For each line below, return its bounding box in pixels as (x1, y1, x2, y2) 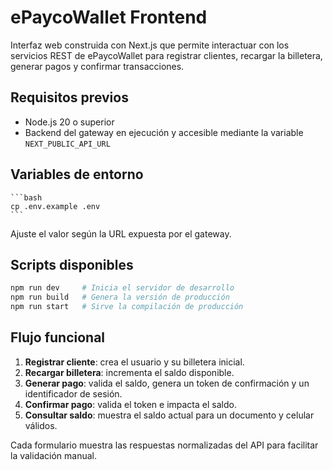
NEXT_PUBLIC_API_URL (24, 139, 111, 149)
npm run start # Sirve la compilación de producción (10, 302, 244, 312)
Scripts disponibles (10, 256, 134, 273)
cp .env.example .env (10, 201, 101, 211)
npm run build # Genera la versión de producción (10, 292, 230, 303)
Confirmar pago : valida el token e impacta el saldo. (24, 398, 237, 410)
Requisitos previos (10, 89, 129, 106)
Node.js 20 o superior (24, 116, 115, 128)
